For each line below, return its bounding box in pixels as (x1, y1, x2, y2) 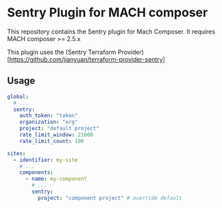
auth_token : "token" (19, 112, 78, 119)
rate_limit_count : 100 (19, 138, 84, 144)
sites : (7, 150, 26, 157)
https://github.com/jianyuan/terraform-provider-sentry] (9, 55, 166, 63)
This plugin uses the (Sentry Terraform (7, 48, 116, 56)
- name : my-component (25, 176, 88, 183)
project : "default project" (19, 125, 99, 132)
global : (7, 93, 29, 100)
